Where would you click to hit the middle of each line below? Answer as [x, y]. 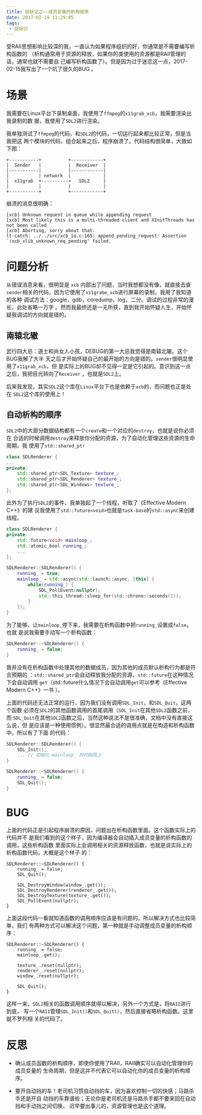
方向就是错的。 [51, 315]
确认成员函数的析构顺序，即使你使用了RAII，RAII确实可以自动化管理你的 [104, 1063]
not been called [26, 226]
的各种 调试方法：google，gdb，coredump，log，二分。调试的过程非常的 [97, 300]
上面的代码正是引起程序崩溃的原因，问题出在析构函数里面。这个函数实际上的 [101, 830]
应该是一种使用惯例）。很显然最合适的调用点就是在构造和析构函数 [114, 725]
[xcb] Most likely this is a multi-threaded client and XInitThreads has [101, 220]
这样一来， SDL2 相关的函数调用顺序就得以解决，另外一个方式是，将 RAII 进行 [99, 1003]
